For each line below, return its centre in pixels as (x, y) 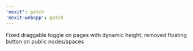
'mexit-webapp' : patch (35, 18)
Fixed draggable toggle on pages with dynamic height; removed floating (96, 35)
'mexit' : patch (25, 12)
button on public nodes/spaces (45, 41)
